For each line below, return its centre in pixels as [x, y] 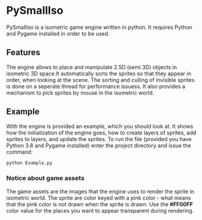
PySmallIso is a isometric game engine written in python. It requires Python [99, 27]
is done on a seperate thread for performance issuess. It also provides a [96, 86]
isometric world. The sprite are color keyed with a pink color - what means [99, 198]
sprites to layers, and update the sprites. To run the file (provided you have [99, 139]
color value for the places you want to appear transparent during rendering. [100, 210]
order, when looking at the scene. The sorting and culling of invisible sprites [100, 80]
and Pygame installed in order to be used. [58, 33]
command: [20, 152]
